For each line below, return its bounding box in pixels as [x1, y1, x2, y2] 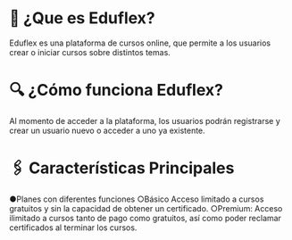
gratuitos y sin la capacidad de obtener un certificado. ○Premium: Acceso [9, 203, 283, 213]
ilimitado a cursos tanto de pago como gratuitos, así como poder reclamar [9, 212, 281, 223]
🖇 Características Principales [9, 158, 235, 178]
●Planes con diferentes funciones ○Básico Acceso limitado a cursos [9, 194, 264, 204]
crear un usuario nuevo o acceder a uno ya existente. [9, 125, 205, 136]
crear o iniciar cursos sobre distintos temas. [9, 46, 171, 57]
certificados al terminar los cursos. [9, 222, 138, 233]
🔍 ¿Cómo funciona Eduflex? [9, 80, 223, 101]
